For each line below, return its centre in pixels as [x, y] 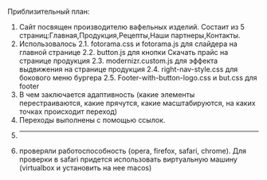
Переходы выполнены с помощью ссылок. [92, 120]
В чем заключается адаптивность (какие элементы [107, 94]
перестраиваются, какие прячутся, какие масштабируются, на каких [137, 103]
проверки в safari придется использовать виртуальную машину [128, 159]
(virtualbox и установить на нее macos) [85, 168]
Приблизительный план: [49, 12]
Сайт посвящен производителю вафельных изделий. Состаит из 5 [132, 27]
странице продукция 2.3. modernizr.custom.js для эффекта [118, 61]
